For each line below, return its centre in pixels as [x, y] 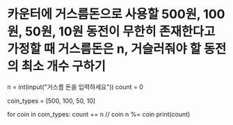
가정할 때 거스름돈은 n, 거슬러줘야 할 [104, 49]
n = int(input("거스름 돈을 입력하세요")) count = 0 [75, 87]
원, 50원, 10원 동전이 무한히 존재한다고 [111, 32]
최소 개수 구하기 [63, 66]
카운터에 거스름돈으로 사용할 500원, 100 [116, 14]
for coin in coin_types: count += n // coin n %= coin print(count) [99, 114]
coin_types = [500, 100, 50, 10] [51, 101]
